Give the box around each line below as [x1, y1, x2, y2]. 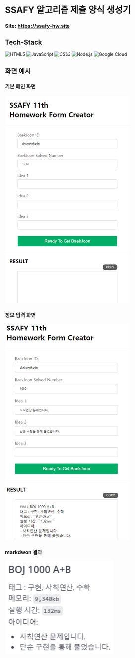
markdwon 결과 [5, 549, 42, 556]
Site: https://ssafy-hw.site [5, 23, 70, 30]
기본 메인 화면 [5, 83, 36, 90]
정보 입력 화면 [5, 312, 36, 319]
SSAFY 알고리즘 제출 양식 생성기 [5, 4, 131, 16]
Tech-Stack [5, 38, 42, 46]
